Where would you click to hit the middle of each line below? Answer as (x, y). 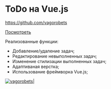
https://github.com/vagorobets (36, 22)
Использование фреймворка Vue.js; (50, 71)
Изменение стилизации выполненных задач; (59, 61)
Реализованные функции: (32, 41)
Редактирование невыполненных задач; (55, 56)
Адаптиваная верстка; (36, 67)
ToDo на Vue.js (37, 9)
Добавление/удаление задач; (43, 51)
